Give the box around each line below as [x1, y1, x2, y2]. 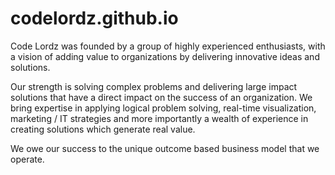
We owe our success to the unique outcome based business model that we [10, 142, 320, 154]
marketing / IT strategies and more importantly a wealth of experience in [10, 112, 309, 124]
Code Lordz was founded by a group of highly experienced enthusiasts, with [10, 40, 326, 52]
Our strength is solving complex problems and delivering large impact [10, 80, 298, 92]
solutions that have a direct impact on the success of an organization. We [10, 91, 313, 103]
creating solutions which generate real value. [10, 123, 196, 135]
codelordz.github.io [10, 7, 179, 30]
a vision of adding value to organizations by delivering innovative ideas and [10, 50, 320, 62]
